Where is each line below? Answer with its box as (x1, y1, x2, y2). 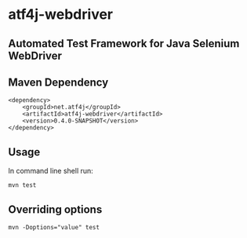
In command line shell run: (8, 167, 94, 176)
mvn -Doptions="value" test (8, 224, 100, 232)
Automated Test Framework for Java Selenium (8, 37, 240, 50)
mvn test (8, 181, 37, 189)
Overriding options (8, 203, 103, 216)
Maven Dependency (8, 75, 109, 89)
